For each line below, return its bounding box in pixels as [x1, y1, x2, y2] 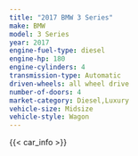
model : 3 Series [9, 29, 69, 38]
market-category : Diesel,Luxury [9, 95, 129, 105]
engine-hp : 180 [9, 54, 66, 63]
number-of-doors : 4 [9, 87, 82, 96]
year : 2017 [9, 37, 50, 47]
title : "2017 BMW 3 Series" [9, 12, 114, 22]
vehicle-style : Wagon [9, 112, 90, 121]
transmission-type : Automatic [9, 71, 122, 80]
